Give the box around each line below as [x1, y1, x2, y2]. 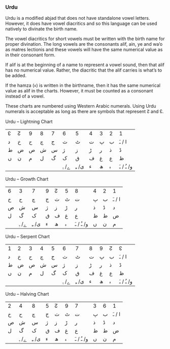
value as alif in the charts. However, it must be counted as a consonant [5, 88, 153, 94]
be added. [5, 73, 27, 79]
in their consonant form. [5, 52, 56, 58]
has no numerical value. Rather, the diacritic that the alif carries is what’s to [5, 67, 162, 73]
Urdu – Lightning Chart [5, 118, 53, 125]
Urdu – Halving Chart [5, 291, 49, 297]
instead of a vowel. [5, 93, 45, 100]
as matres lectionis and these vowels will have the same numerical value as [5, 47, 163, 53]
